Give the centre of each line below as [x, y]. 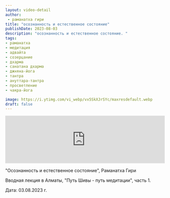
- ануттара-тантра [25, 81]
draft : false [19, 104]
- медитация [18, 48]
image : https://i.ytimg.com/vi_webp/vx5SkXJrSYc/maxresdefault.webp [79, 100]
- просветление [21, 85]
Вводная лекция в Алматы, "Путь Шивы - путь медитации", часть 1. [78, 180]
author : [13, 15]
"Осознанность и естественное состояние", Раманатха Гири [71, 171]
